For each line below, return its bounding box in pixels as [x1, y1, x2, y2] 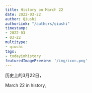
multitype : [5, 40, 28, 45]
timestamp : [5, 26, 28, 31]
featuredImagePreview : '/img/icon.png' [5, 58, 88, 63]
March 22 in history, [5, 83, 46, 89]
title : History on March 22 [5, 7, 64, 12]
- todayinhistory [5, 53, 41, 59]
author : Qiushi [5, 16, 37, 21]
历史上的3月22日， [5, 73, 44, 79]
